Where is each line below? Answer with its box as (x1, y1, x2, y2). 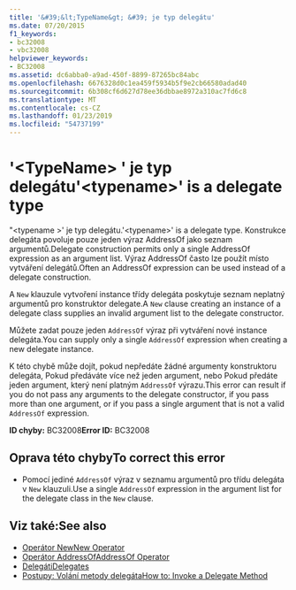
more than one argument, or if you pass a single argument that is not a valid (9, 398, 285, 409)
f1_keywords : (9, 29, 57, 38)
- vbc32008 (9, 46, 49, 55)
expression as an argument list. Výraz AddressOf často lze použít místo (9, 253, 269, 264)
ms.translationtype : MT (9, 95, 97, 104)
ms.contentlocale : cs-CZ (9, 103, 101, 112)
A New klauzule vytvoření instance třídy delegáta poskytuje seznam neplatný (9, 288, 285, 299)
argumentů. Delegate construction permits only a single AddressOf (9, 243, 251, 254)
